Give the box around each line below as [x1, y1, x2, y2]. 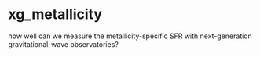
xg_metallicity [8, 5, 103, 23]
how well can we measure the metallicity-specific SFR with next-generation [8, 31, 253, 41]
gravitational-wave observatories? [8, 39, 119, 48]
